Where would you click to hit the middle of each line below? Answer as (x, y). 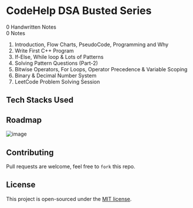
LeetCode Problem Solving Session (57, 82)
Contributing (30, 152)
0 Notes (16, 33)
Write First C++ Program (44, 50)
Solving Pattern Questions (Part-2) (56, 63)
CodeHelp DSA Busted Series (79, 11)
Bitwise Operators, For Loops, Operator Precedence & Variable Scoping (101, 69)
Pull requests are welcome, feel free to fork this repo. (71, 166)
